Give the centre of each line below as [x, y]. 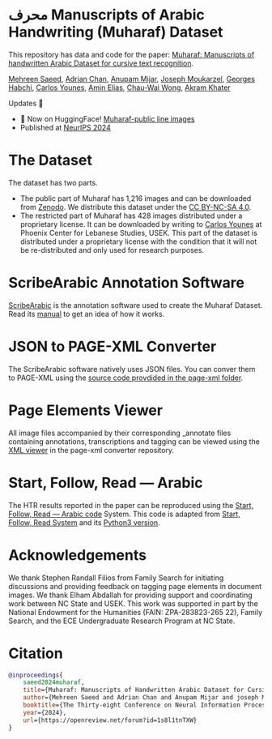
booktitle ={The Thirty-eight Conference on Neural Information [132, 705]
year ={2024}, [45, 712]
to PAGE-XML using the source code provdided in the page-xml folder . [126, 378]
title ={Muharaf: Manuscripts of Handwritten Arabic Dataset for [134, 690]
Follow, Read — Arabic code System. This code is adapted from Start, [124, 514]
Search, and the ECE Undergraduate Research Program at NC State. [122, 621]
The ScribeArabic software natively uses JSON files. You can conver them [132, 369]
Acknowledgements [78, 555]
